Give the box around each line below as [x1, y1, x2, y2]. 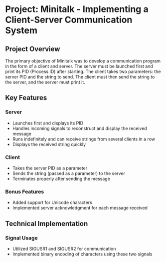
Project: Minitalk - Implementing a [5, 3, 149, 15]
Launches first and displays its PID [12, 120, 84, 126]
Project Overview [5, 44, 60, 53]
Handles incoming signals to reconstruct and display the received [12, 125, 147, 131]
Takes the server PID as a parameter [12, 165, 88, 171]
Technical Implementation [5, 219, 88, 228]
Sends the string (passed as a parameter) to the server [12, 170, 126, 176]
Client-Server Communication [5, 14, 133, 25]
